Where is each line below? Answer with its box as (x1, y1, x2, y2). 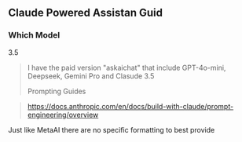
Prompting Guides (27, 86, 86, 96)
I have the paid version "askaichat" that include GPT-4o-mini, (27, 63, 226, 72)
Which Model (8, 30, 60, 41)
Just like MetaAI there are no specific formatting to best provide (8, 125, 215, 134)
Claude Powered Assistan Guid (8, 6, 163, 20)
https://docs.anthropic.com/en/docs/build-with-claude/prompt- (27, 101, 234, 111)
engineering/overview (27, 110, 99, 119)
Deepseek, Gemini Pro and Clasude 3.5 (27, 71, 155, 81)
